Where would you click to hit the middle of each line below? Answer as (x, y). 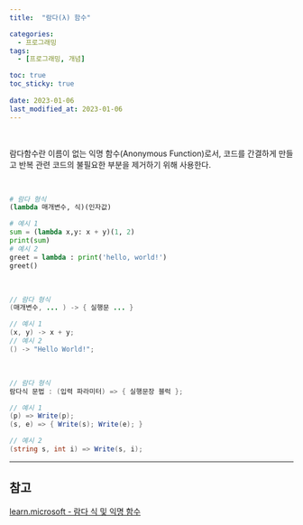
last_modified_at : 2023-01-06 (66, 109)
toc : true (28, 76)
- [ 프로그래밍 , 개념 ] (51, 60)
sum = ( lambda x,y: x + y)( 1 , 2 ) (72, 232)
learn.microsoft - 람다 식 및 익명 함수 (75, 511)
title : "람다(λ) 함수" (50, 18)
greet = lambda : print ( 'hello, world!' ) (88, 257)
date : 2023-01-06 (42, 100)
